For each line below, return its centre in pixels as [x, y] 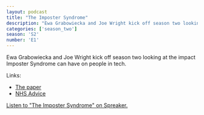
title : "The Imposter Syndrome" [47, 18]
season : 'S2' [23, 34]
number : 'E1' [23, 40]
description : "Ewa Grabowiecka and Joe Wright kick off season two [93, 23]
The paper [28, 87]
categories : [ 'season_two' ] [42, 29]
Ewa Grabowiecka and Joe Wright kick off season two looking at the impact [101, 57]
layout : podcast [27, 12]
